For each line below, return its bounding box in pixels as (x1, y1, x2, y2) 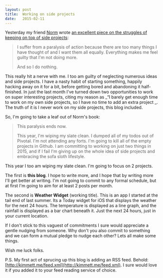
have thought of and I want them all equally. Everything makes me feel (17, 49, 158, 55)
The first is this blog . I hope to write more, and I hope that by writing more (5, 173, 154, 179)
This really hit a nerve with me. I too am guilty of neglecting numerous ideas (5, 74, 157, 79)
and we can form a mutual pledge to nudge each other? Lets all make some (5, 233, 156, 239)
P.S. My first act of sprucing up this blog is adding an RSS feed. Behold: (5, 257, 149, 263)
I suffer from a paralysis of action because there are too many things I (17, 44, 157, 50)
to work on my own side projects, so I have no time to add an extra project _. (5, 99, 158, 105)
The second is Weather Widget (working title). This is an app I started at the (5, 192, 158, 198)
